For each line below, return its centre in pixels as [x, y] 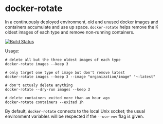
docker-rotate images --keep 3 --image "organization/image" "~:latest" [80, 77]
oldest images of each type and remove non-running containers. [70, 32]
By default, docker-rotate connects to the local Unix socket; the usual [75, 111]
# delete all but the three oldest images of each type [63, 60]
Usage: [12, 51]
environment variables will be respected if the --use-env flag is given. [75, 116]
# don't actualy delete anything [39, 85]
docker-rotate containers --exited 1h [44, 102]
